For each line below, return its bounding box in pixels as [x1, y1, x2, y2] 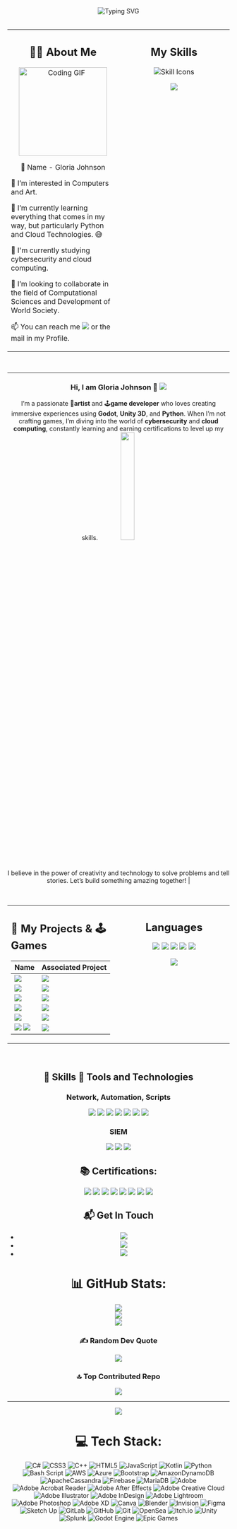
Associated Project [41, 963, 107, 973]
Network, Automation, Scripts [66, 1092, 171, 1102]
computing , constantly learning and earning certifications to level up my [13, 424, 224, 433]
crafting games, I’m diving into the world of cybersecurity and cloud [18, 416, 219, 425]
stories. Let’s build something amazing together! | [47, 876, 190, 884]
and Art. [11, 187, 37, 197]
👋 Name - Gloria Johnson [20, 162, 106, 172]
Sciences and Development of [11, 296, 111, 306]
